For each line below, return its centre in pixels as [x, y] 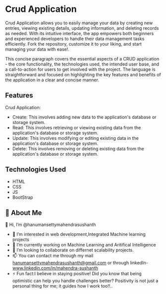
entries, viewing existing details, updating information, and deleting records [82, 28]
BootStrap [23, 197]
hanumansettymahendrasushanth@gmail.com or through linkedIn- [80, 263]
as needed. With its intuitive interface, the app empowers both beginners [80, 33]
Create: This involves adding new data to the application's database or [84, 117]
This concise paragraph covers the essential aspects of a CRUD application [82, 59]
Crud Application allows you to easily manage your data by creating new [79, 23]
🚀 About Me [24, 212]
